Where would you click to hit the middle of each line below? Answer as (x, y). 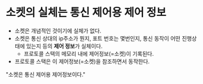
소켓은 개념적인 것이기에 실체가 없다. (58, 31)
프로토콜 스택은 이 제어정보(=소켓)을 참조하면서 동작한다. (82, 61)
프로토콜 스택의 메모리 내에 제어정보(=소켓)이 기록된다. (89, 53)
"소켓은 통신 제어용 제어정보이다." (46, 74)
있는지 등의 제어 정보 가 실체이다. (64, 46)
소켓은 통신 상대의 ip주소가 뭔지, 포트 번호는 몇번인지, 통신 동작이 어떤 (98, 38)
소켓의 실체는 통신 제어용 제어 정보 (86, 13)
